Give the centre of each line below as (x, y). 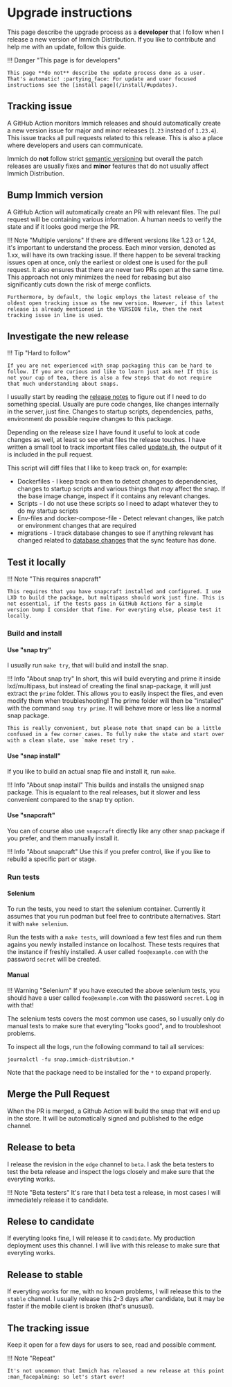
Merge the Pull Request (59, 1094)
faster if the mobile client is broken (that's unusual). (81, 1307)
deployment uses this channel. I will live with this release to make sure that (114, 1245)
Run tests (24, 877)
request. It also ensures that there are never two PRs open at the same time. (116, 269)
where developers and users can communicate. (75, 145)
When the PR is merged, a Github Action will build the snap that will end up (114, 1111)
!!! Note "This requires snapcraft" (54, 579)
